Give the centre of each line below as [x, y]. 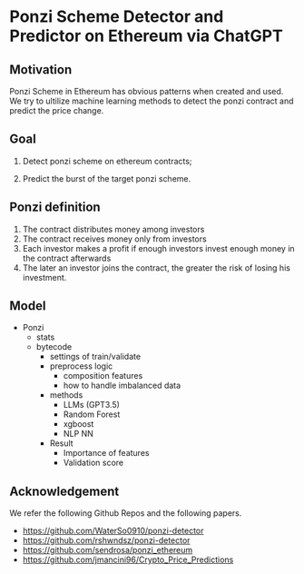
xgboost [78, 424]
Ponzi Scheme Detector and [117, 17]
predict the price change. [57, 110]
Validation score [93, 463]
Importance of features [106, 453]
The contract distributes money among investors [113, 229]
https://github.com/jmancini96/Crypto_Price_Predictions [128, 559]
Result [62, 443]
